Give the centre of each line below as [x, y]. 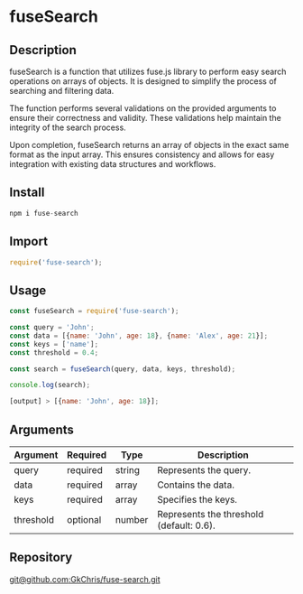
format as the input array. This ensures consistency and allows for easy [142, 154]
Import [28, 241]
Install [27, 193]
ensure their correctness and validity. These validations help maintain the [145, 118]
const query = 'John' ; [52, 328]
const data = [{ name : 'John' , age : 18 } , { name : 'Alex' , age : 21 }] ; [139, 336]
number [132, 520]
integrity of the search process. [68, 127]
